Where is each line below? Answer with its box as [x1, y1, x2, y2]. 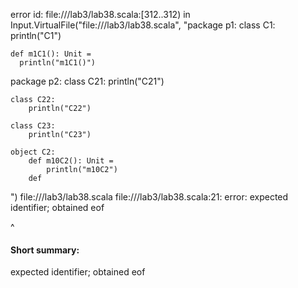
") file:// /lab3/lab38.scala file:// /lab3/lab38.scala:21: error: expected [10, 191, 289, 203]
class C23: [10, 121, 56, 131]
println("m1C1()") [19, 58, 97, 68]
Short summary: [10, 244, 80, 256]
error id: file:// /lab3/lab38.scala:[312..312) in [10, 9, 191, 20]
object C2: [10, 147, 56, 157]
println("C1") [10, 30, 62, 41]
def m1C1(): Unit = [10, 49, 92, 59]
